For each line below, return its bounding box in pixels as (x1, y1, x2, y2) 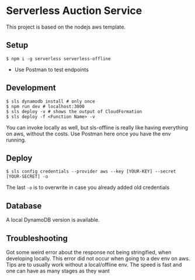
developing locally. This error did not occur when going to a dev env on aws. (6, 255, 190, 262)
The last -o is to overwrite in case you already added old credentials (6, 184, 170, 191)
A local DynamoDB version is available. (6, 216, 100, 223)
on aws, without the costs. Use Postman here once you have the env (6, 130, 171, 137)
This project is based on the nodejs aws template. (6, 23, 126, 30)
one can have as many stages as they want (6, 267, 110, 274)
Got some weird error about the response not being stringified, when (6, 249, 172, 256)
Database (6, 201, 42, 211)
